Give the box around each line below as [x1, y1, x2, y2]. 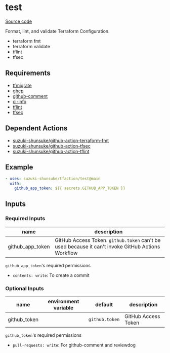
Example [5, 163, 33, 171]
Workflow [55, 249, 78, 256]
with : [10, 181, 22, 186]
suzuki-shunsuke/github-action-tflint [12, 148, 90, 154]
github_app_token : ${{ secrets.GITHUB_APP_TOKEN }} [14, 186, 125, 191]
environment [48, 298, 79, 305]
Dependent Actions [5, 124, 68, 133]
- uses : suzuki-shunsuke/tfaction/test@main [5, 176, 101, 182]
